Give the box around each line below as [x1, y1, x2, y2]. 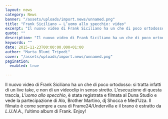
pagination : [5, 59, 30, 64]
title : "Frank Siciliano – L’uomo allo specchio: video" [5, 21, 126, 27]
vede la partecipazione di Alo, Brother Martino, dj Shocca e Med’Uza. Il [5, 97, 151, 103]
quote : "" [5, 31, 26, 36]
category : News [5, 12, 37, 17]
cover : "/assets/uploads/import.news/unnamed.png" [5, 54, 113, 59]
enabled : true [9, 63, 39, 68]
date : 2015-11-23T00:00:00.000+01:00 [5, 45, 84, 50]
